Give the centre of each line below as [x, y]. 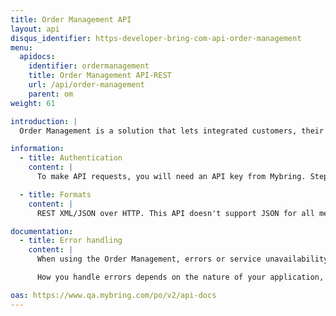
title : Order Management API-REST [100, 76]
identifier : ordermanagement [89, 66]
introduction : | [44, 121]
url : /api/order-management [86, 85]
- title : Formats [55, 194]
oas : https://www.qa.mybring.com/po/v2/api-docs [113, 295]
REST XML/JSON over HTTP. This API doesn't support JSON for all [175, 213]
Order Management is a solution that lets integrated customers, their [172, 131]
